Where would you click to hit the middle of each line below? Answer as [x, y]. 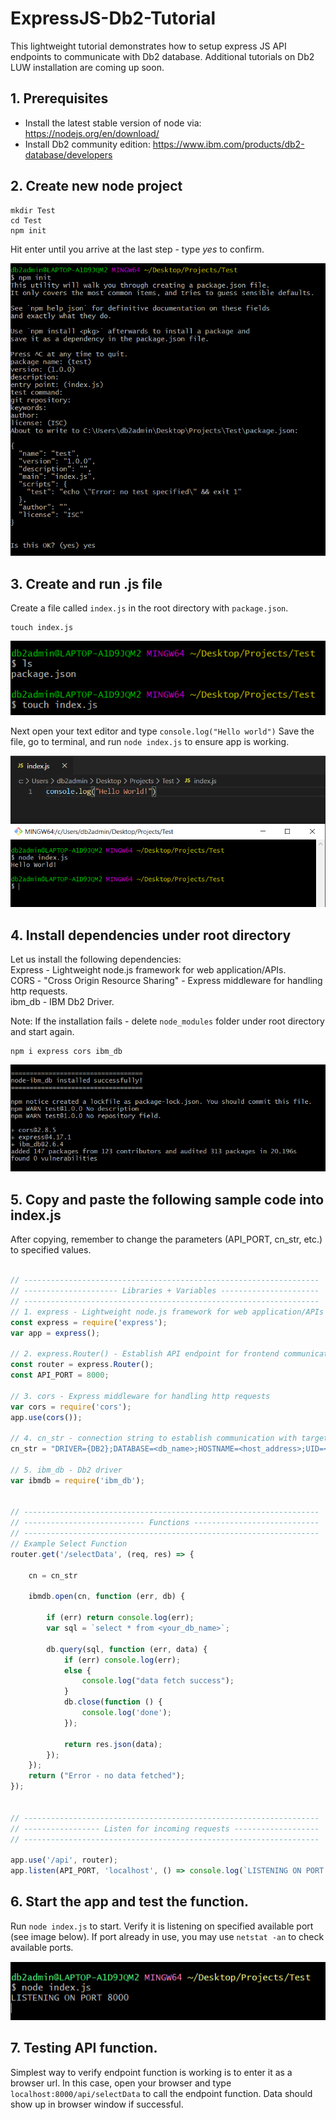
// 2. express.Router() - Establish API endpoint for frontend [145, 1354]
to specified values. [51, 1250]
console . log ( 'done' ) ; [126, 1713]
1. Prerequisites [59, 98]
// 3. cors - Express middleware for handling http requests [140, 1396]
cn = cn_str [53, 1575]
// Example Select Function [69, 1544]
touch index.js [42, 628]
